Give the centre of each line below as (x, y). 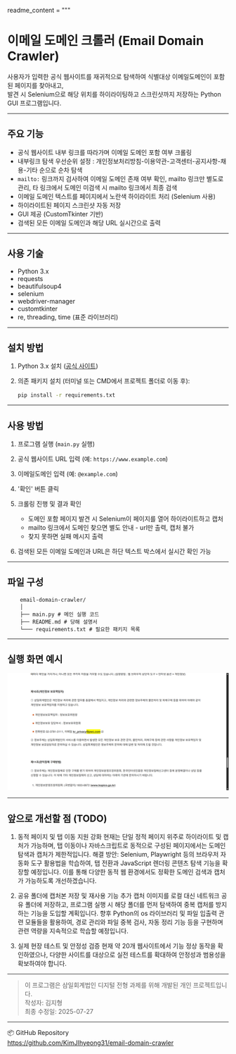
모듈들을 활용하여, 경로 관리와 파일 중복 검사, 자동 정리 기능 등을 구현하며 (124, 922)
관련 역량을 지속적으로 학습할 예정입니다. (73, 931)
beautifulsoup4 (39, 286)
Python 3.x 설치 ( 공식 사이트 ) (58, 366)
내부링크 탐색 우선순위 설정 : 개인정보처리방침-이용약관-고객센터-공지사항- (119, 161)
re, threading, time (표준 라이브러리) (68, 317)
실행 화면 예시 (35, 659)
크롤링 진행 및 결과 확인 (50, 504)
